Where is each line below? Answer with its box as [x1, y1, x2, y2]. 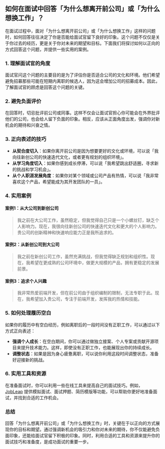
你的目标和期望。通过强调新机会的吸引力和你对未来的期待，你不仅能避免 [9, 426, 156, 432]
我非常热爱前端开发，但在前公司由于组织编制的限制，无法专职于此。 [17, 290, 155, 296]
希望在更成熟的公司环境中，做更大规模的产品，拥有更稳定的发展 [30, 260, 160, 266]
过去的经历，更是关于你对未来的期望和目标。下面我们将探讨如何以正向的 [13, 40, 160, 46]
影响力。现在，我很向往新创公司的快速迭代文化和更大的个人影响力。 [21, 223, 160, 229]
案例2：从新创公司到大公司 [5, 242, 60, 248]
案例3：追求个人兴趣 [5, 278, 47, 284]
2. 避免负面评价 [5, 98, 42, 105]
